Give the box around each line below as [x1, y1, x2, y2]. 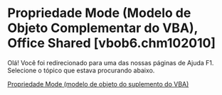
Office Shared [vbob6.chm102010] [7, 35, 216, 51]
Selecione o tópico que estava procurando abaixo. [7, 66, 155, 74]
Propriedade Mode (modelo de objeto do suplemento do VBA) [7, 79, 189, 88]
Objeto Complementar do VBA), [7, 20, 198, 36]
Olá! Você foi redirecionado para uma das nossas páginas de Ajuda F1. [7, 58, 214, 67]
